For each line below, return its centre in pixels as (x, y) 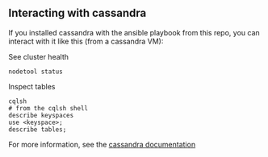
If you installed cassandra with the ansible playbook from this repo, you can (134, 32)
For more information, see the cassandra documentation (102, 144)
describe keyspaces (41, 115)
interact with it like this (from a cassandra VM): (86, 41)
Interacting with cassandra (77, 13)
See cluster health (39, 56)
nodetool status (36, 72)
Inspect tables (32, 86)
